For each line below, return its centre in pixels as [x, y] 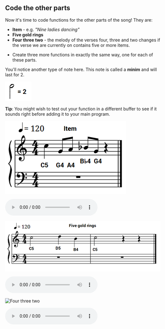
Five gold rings [28, 34]
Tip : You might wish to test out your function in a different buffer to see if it [81, 109]
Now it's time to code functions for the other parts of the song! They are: [79, 20]
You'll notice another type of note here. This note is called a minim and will [81, 69]
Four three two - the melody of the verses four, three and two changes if [86, 40]
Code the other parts [38, 8]
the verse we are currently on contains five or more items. [71, 45]
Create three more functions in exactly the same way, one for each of [83, 55]
